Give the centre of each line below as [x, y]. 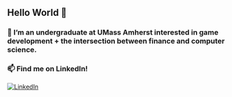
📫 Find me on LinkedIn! [47, 69]
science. [22, 50]
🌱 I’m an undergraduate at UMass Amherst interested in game [113, 33]
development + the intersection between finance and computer [116, 41]
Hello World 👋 [37, 13]
